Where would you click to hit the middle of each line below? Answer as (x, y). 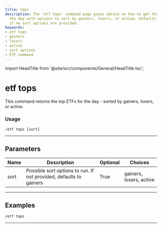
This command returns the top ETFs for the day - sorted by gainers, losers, (80, 101)
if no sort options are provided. (44, 23)
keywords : (15, 28)
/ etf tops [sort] (22, 129)
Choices (140, 163)
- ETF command (19, 55)
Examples (20, 205)
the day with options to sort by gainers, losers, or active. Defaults (83, 18)
